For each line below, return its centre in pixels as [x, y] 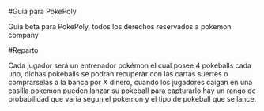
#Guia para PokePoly [42, 11]
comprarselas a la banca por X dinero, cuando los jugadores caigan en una [130, 82]
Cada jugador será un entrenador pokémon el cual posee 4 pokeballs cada [130, 65]
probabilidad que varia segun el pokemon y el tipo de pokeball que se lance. [132, 99]
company [24, 35]
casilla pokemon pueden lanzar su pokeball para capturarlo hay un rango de [132, 91]
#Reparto [23, 50]
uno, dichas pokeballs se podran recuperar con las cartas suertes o [118, 74]
